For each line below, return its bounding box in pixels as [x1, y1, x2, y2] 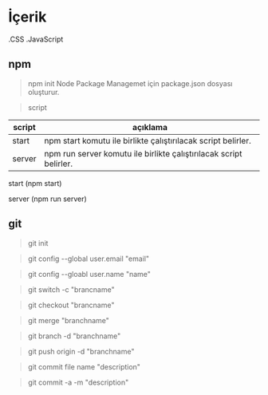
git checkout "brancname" [27, 300, 115, 310]
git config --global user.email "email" [27, 254, 150, 263]
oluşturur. [27, 87, 60, 97]
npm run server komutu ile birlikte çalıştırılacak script [44, 148, 242, 159]
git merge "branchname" [27, 315, 110, 325]
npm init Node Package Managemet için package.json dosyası [27, 78, 233, 88]
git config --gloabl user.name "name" [27, 269, 152, 278]
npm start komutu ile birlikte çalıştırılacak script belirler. [44, 135, 251, 146]
